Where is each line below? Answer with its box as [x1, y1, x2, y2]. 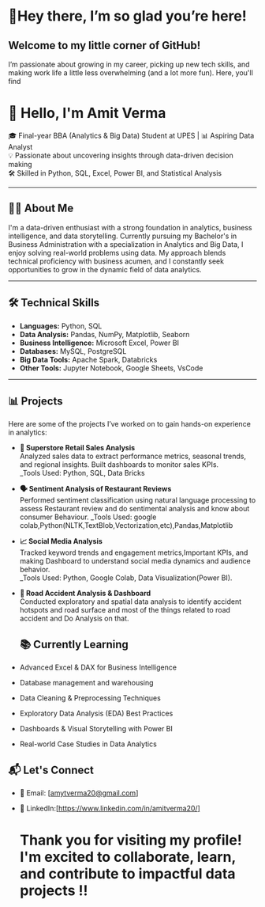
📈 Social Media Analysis [19, 537, 103, 546]
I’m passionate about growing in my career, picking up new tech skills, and [8, 59, 250, 69]
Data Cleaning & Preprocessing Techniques [19, 693, 162, 703]
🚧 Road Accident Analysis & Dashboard [19, 589, 151, 598]
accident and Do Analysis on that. [19, 613, 129, 624]
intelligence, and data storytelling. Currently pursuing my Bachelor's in [8, 231, 237, 241]
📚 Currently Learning [19, 637, 129, 651]
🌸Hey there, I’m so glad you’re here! [8, 7, 247, 25]
